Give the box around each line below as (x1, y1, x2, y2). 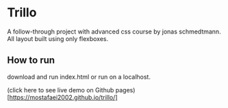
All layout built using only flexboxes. (7, 34, 108, 42)
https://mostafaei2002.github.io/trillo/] (9, 93, 118, 101)
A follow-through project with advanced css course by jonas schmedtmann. (7, 27, 221, 36)
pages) (115, 85, 136, 94)
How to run (7, 55, 55, 66)
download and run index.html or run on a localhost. (7, 72, 151, 81)
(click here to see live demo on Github (7, 85, 114, 94)
